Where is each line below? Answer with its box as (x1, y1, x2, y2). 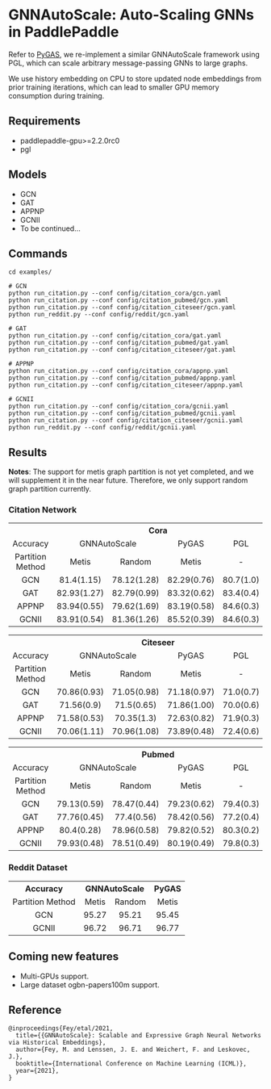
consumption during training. (8, 90, 105, 100)
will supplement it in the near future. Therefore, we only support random (8, 475, 248, 485)
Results (8, 446, 48, 459)
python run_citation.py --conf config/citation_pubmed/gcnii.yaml (8, 409, 236, 417)
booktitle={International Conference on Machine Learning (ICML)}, (15, 1060, 248, 1068)
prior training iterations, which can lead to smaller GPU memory (8, 82, 219, 92)
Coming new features (8, 950, 119, 964)
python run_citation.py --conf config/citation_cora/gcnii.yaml (8, 402, 229, 411)
